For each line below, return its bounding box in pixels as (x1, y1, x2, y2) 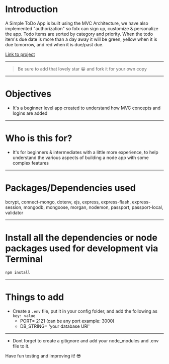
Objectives (5, 88, 52, 100)
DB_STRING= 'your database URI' (20, 323, 90, 329)
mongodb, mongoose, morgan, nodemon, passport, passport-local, (23, 204, 163, 210)
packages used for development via (5, 243, 158, 254)
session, (5, 204, 23, 210)
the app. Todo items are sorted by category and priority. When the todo (5, 31, 153, 37)
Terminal (5, 253, 43, 265)
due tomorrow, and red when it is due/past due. (5, 41, 104, 47)
